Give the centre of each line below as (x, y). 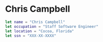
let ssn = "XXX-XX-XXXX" (31, 36)
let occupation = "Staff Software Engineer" (52, 26)
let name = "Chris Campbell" (35, 22)
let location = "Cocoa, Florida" (40, 31)
